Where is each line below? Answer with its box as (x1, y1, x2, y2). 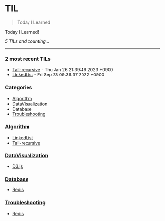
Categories (5, 84, 32, 91)
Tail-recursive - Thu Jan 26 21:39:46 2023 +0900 (12, 67, 113, 73)
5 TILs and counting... (5, 38, 50, 44)
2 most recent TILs (5, 55, 51, 62)
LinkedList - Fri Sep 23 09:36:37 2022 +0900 (12, 72, 105, 78)
